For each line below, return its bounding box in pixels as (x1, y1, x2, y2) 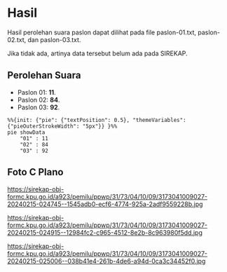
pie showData (7, 128, 46, 136)
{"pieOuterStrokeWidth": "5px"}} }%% (7, 123, 118, 130)
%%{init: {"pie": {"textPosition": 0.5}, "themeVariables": (7, 116, 187, 123)
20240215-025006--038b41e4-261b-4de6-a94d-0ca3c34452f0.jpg (7, 257, 206, 265)
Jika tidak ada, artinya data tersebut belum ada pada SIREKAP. (7, 49, 188, 57)
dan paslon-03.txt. (27, 35, 81, 43)
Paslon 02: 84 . (17, 95, 60, 104)
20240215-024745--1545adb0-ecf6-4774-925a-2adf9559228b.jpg (7, 200, 203, 208)
